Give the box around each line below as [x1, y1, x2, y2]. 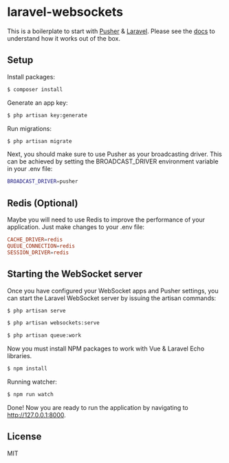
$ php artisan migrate [7, 137, 72, 145]
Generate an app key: [7, 98, 68, 107]
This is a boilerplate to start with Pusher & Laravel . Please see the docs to [7, 27, 215, 35]
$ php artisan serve [7, 307, 67, 314]
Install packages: [7, 72, 55, 81]
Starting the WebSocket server [7, 268, 143, 280]
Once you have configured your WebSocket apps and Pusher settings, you [7, 286, 219, 295]
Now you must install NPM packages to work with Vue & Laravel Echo [7, 344, 205, 353]
